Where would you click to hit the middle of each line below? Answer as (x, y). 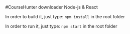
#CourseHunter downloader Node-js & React (51, 7)
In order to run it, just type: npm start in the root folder (61, 26)
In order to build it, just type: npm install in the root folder (65, 17)
